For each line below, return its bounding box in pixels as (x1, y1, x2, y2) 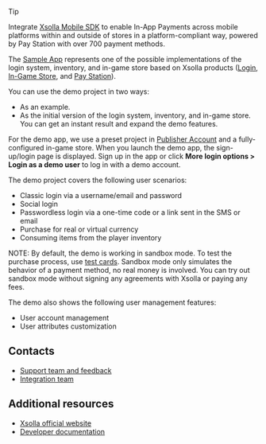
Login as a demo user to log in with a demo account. (8, 160, 181, 169)
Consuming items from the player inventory (19, 233, 162, 242)
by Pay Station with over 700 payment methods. (8, 39, 165, 49)
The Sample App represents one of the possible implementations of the (8, 55, 242, 64)
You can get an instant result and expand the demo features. (19, 119, 218, 128)
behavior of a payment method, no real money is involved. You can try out (8, 266, 250, 275)
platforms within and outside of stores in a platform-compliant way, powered (8, 31, 258, 40)
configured (8, 143, 44, 152)
